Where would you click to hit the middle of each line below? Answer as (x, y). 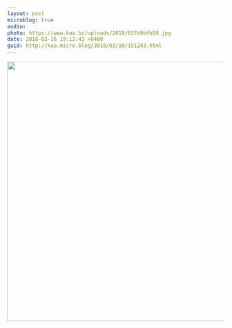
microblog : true (30, 20)
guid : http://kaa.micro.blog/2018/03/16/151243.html (85, 46)
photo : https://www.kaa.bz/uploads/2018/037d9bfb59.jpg (89, 33)
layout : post (26, 13)
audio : (17, 26)
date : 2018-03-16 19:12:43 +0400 (55, 39)
